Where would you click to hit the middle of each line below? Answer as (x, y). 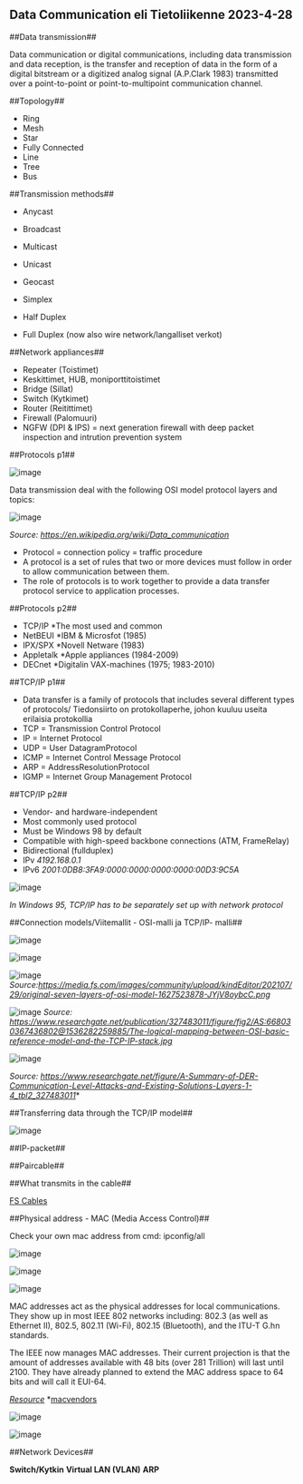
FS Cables (28, 1200)
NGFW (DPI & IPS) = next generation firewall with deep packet (138, 427)
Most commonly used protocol (80, 821)
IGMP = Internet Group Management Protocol (107, 776)
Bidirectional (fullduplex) (68, 850)
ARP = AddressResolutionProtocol (86, 766)
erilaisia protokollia (57, 718)
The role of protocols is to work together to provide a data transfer (146, 581)
